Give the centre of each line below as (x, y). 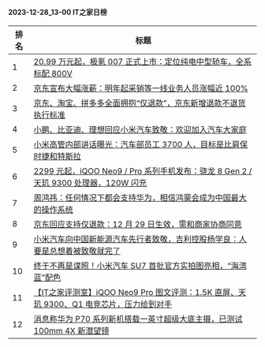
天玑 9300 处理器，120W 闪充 (90, 183)
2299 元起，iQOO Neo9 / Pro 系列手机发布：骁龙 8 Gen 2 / (143, 171)
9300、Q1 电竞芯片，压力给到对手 (108, 304)
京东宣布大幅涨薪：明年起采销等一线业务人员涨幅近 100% (141, 88)
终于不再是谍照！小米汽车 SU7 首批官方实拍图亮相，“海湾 (140, 266)
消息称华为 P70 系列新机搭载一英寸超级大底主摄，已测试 (138, 319)
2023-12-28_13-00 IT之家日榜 (58, 12)
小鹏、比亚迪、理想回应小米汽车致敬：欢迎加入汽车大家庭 (140, 130)
